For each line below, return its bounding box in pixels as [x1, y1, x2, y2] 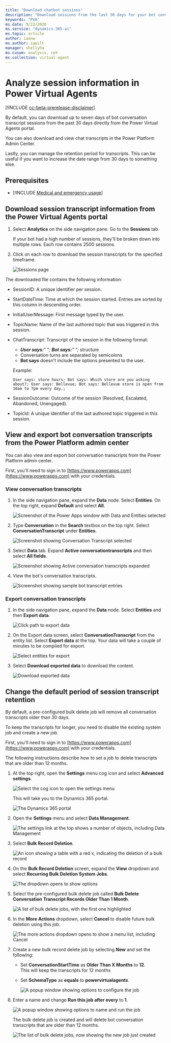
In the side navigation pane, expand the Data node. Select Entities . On [12, 497, 161, 503]
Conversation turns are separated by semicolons [20, 352, 123, 358]
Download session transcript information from [5, 205, 155, 213]
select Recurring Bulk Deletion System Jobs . [12, 871, 108, 877]
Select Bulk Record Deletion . [12, 840, 74, 847]
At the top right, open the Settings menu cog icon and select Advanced [12, 770, 164, 776]
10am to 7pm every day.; [12, 386, 66, 391]
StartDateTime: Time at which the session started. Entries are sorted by [12, 296, 163, 302]
